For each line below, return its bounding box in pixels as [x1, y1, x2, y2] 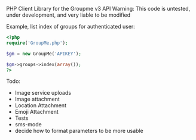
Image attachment [14, 95, 60, 103]
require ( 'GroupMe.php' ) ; [6, 40, 68, 46]
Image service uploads [14, 89, 72, 97]
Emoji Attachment [14, 108, 59, 116]
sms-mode [14, 121, 42, 128]
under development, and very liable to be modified [6, 11, 131, 18]
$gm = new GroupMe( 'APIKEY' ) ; [6, 51, 82, 57]
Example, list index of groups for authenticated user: [6, 23, 136, 30]
